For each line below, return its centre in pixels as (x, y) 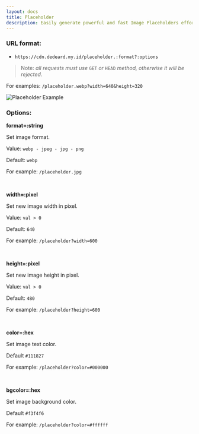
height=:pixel (23, 263)
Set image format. (28, 137)
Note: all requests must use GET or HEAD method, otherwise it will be (102, 68)
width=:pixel (22, 194)
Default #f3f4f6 (25, 413)
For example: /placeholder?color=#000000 (57, 367)
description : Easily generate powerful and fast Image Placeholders (92, 23)
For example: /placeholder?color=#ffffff (57, 425)
